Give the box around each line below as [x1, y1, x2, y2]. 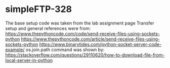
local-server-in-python [5, 57, 53, 63]
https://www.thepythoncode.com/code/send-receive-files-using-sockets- [5, 30, 160, 36]
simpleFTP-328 [5, 3, 72, 15]
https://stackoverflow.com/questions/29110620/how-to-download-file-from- [5, 51, 165, 58]
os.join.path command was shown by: [25, 46, 105, 52]
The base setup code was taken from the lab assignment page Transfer [5, 20, 154, 26]
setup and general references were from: [5, 25, 91, 31]
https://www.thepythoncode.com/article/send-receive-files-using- [21, 36, 160, 42]
